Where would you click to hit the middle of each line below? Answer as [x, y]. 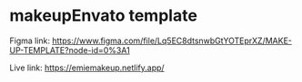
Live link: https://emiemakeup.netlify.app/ [87, 68]
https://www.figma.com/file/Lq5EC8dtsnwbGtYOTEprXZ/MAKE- [172, 41]
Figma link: [30, 41]
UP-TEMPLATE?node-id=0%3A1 [70, 50]
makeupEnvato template [104, 16]
